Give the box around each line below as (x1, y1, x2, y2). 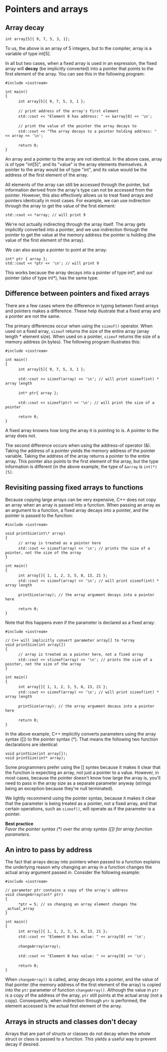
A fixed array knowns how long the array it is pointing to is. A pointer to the (5, 427, 159, 433)
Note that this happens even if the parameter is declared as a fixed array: (5, 619, 156, 625)
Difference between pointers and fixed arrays (5, 289, 150, 298)
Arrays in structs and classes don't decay (5, 1017, 138, 1026)
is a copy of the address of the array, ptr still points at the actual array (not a (5, 992, 163, 999)
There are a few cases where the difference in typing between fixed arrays (5, 302, 159, 308)
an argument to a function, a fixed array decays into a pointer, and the (5, 507, 149, 513)
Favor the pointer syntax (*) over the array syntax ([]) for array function (5, 826, 153, 832)
